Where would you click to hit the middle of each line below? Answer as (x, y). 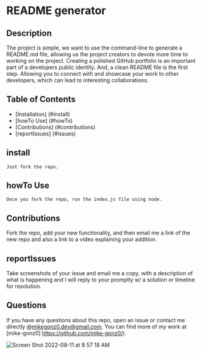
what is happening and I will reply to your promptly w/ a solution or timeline (101, 280)
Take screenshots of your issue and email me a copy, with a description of (100, 273)
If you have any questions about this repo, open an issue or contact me (96, 320)
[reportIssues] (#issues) (45, 133)
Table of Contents (41, 99)
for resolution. (24, 286)
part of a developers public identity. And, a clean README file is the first (97, 67)
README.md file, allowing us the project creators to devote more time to (97, 54)
